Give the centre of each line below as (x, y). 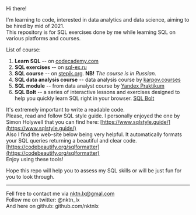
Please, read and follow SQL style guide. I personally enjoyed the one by (93, 116)
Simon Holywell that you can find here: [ (54, 122)
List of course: (23, 50)
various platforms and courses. (43, 38)
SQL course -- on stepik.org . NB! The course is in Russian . (85, 73)
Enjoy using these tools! (35, 159)
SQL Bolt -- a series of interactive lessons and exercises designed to (97, 92)
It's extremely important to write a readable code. (65, 110)
